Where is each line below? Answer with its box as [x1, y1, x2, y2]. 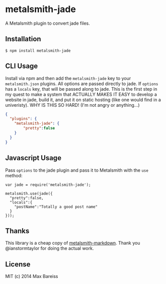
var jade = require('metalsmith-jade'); [5, 182, 92, 187]
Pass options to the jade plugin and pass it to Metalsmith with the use [5, 167, 148, 173]
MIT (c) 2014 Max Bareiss [5, 273, 58, 279]
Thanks [5, 227, 30, 235]
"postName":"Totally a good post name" [14, 204, 98, 209]
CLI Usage [5, 62, 38, 70]
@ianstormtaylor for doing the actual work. [5, 245, 94, 251]
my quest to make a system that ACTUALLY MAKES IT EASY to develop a [5, 91, 157, 97]
